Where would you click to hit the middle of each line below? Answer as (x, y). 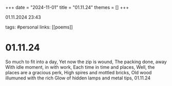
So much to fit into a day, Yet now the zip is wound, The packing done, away (86, 62)
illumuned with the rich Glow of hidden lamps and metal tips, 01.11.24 (78, 78)
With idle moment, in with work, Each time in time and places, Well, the (80, 67)
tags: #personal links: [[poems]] (39, 27)
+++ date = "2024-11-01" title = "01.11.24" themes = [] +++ (67, 7)
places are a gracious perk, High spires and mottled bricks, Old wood (79, 72)
